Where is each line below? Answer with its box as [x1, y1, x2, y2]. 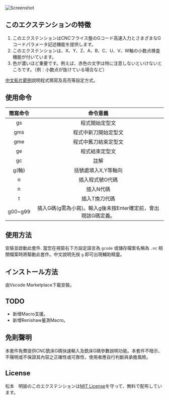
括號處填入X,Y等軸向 [73, 166, 123, 174]
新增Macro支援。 [12, 311, 48, 317]
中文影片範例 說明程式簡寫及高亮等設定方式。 [5, 77, 98, 83]
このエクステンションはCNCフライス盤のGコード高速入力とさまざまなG [12, 35, 161, 41]
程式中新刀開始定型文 [72, 129, 124, 136]
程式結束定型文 [80, 148, 116, 155]
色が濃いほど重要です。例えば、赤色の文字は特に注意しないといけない [12, 60, 158, 66]
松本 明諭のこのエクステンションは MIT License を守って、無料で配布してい [5, 383, 162, 389]
